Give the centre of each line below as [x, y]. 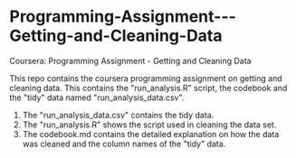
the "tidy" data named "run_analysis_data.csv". [97, 98]
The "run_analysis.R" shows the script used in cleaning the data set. [149, 125]
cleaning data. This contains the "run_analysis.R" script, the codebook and [148, 88]
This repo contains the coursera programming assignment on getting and [146, 78]
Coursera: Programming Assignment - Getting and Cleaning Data [130, 60]
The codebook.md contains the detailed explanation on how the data [151, 134]
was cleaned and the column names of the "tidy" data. [124, 144]
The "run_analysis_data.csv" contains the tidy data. [118, 115]
